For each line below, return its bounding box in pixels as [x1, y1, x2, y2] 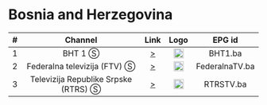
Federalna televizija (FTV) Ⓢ [26, 60, 136, 72]
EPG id [212, 34, 238, 45]
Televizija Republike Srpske [30, 73, 133, 84]
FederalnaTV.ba [195, 60, 255, 72]
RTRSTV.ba [203, 78, 247, 89]
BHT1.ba [208, 48, 242, 59]
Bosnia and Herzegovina [8, 6, 173, 24]
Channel [64, 34, 98, 45]
